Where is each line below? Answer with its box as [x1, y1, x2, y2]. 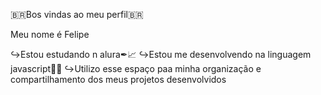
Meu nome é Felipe [10, 29, 90, 40]
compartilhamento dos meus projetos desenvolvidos [10, 74, 227, 85]
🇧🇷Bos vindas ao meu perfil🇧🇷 [10, 9, 144, 20]
